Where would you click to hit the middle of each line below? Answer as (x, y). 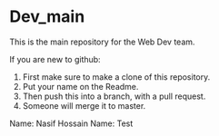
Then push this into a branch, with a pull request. (114, 96)
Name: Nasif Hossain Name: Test (71, 123)
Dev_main (47, 17)
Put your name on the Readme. (80, 86)
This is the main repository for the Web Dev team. (102, 42)
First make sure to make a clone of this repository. (116, 77)
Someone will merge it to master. (84, 105)
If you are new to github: (55, 59)
